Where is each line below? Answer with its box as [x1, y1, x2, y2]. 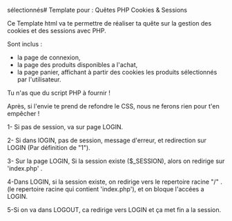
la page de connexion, [17, 53, 81, 61]
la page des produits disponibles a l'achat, [17, 61, 138, 68]
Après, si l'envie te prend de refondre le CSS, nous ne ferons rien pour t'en [7, 102, 220, 110]
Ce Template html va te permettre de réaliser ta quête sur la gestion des [7, 19, 212, 27]
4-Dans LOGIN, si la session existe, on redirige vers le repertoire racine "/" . [7, 177, 222, 186]
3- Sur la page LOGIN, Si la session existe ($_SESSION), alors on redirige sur [7, 157, 225, 165]
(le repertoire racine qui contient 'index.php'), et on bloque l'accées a [7, 185, 205, 193]
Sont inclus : [7, 40, 43, 48]
